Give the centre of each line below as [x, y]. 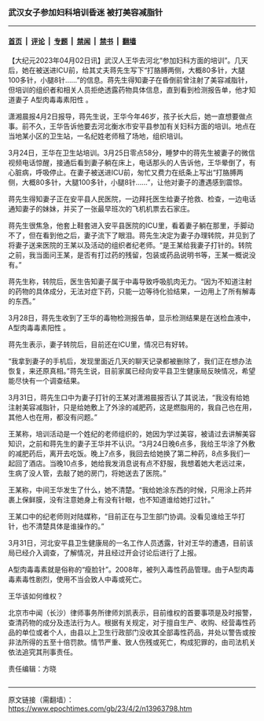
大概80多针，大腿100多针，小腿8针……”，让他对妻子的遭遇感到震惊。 [134, 182]
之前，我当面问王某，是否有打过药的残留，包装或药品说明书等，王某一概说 [128, 255]
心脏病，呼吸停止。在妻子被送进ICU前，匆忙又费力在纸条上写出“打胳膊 [123, 172]
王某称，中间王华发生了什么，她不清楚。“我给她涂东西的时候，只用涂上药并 [130, 490]
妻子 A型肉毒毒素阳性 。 [53, 99]
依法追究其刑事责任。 [42, 652]
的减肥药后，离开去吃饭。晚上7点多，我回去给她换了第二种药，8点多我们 [126, 453]
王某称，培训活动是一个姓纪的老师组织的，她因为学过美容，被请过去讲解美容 [132, 433]
